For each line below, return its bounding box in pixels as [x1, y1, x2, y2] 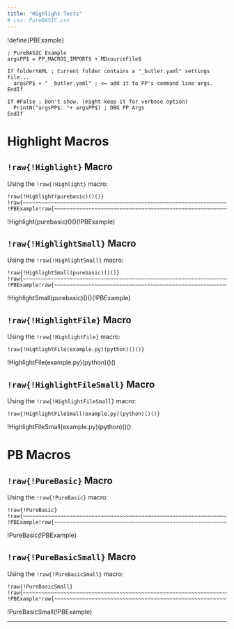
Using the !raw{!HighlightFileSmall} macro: [7, 396, 136, 405]
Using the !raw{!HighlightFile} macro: [7, 332, 120, 341]
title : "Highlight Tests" [7, 10, 82, 17]
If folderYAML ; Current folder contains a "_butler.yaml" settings [7, 68, 210, 75]
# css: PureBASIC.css [7, 17, 70, 24]
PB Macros [7, 447, 71, 463]
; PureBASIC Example [7, 49, 68, 56]
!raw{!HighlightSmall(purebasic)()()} [7, 270, 120, 277]
